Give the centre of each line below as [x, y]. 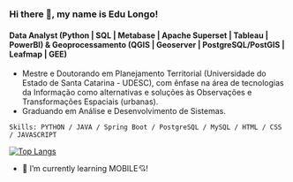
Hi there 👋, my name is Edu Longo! [84, 14]
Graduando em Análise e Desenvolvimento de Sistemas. [124, 111]
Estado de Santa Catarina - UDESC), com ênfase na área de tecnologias [153, 83]
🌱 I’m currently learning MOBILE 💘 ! [85, 169]
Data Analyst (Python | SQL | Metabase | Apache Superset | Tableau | [139, 35]
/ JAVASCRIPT [33, 135]
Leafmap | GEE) [38, 54]
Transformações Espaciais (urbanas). [90, 102]
